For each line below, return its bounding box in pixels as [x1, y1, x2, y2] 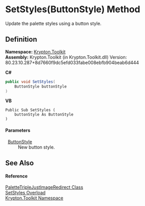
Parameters [5, 127, 30, 133]
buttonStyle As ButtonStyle [14, 112, 74, 117]
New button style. [18, 144, 55, 150]
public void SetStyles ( [5, 79, 56, 84]
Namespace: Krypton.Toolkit [5, 48, 66, 54]
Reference [5, 173, 28, 179]
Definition [5, 35, 37, 44]
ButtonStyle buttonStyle [14, 84, 67, 89]
